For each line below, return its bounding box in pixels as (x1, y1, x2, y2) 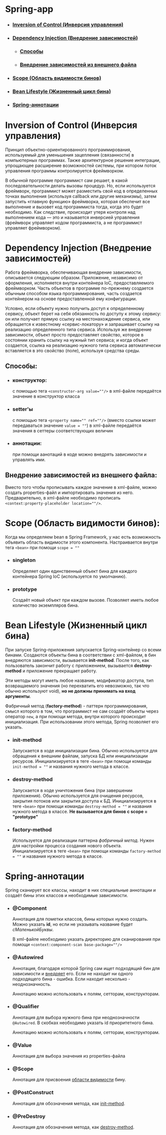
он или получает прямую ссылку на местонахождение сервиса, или (5, 316, 150, 322)
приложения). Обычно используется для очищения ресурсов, (12, 793, 144, 799)
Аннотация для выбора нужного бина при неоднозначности (12, 1014, 140, 1020)
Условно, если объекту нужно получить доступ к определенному (5, 305, 145, 311)
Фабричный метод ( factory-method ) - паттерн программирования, (5, 703, 148, 709)
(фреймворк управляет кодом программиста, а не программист (5, 220, 142, 226)
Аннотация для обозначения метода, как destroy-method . (12, 1124, 135, 1130)
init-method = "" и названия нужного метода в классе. (12, 764, 130, 770)
